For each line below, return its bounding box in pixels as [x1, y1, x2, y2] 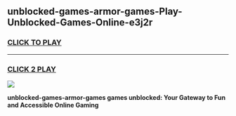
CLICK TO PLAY [7, 38, 62, 48]
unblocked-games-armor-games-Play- [7, 6, 183, 18]
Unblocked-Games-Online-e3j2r [7, 17, 153, 29]
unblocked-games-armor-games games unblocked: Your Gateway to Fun [7, 93, 226, 101]
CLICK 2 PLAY [7, 64, 56, 74]
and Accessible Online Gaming [7, 101, 99, 109]
